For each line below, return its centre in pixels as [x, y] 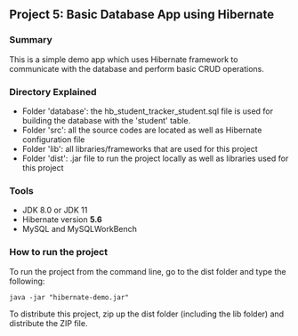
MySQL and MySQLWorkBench [80, 229]
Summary [31, 40]
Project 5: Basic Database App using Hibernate [141, 15]
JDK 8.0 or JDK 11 [55, 210]
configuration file [53, 139]
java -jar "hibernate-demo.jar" [69, 297]
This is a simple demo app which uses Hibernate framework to [124, 59]
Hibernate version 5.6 [62, 220]
